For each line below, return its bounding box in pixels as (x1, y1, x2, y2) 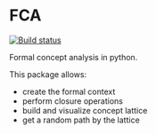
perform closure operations (21, 95, 123, 106)
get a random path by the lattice (21, 114, 140, 125)
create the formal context (21, 86, 116, 97)
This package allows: (9, 68, 87, 80)
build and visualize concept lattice (21, 105, 148, 115)
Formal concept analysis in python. (9, 51, 138, 62)
